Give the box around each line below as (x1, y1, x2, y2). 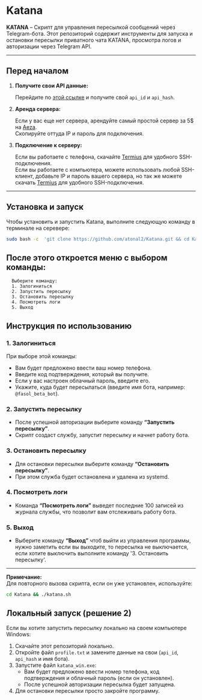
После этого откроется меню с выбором (6, 253, 168, 263)
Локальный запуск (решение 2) (6, 608, 132, 619)
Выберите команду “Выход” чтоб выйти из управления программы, (14, 537, 191, 544)
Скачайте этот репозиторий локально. (14, 642, 114, 649)
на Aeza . (14, 123, 37, 130)
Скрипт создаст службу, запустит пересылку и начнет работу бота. (14, 432, 189, 439)
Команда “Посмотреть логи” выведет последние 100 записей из (14, 502, 184, 509)
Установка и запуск (6, 202, 84, 212)
